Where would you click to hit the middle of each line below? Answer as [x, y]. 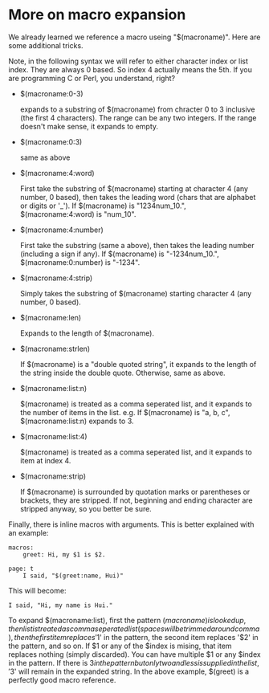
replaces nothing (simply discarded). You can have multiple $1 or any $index [134, 654]
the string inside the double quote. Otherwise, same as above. [123, 373]
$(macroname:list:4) [53, 436]
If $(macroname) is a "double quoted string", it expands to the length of [138, 364]
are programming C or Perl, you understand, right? [92, 78]
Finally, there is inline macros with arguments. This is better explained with [131, 524]
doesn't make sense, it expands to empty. [89, 126]
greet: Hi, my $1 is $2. [64, 554]
